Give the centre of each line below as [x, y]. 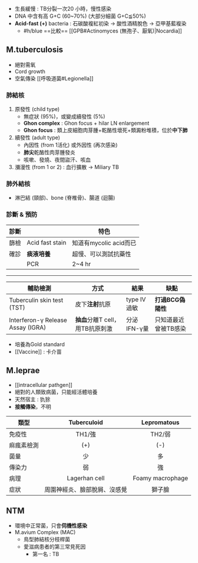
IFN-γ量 [137, 328]
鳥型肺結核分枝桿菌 [47, 539]
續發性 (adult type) [37, 138]
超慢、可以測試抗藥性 [101, 254]
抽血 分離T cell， [98, 320]
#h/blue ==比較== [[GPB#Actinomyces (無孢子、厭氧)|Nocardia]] [103, 31]
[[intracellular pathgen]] [43, 385]
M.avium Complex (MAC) [45, 532]
